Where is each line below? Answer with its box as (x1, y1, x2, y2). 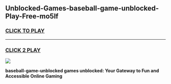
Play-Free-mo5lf (5, 12, 59, 21)
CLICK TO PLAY (5, 27, 45, 35)
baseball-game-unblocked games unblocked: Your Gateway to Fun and (5, 67, 159, 73)
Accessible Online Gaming (5, 73, 63, 79)
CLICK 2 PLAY (5, 46, 41, 53)
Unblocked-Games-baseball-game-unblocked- (5, 4, 159, 13)
